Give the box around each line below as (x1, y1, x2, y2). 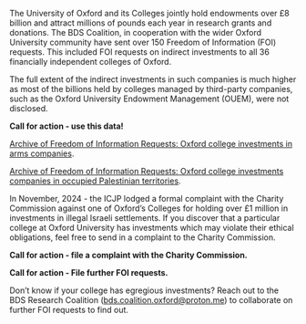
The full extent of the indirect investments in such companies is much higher (9, 74, 297, 85)
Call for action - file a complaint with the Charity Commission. (9, 250, 248, 260)
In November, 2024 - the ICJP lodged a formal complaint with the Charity (9, 193, 284, 204)
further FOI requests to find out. (9, 305, 129, 315)
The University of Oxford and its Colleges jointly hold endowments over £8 (9, 8, 290, 18)
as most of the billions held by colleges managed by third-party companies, (9, 84, 293, 94)
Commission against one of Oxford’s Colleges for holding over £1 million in (9, 203, 289, 214)
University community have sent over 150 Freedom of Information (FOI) (9, 37, 277, 47)
